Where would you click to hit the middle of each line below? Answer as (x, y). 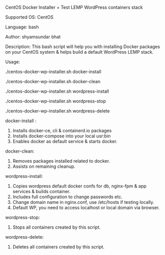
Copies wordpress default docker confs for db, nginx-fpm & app (79, 186)
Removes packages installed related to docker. (61, 161)
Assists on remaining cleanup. (44, 166)
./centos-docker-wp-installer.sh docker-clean (53, 81)
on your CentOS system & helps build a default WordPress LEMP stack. (79, 52)
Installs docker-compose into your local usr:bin (61, 136)
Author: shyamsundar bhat (33, 37)
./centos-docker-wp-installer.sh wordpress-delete (57, 111)
